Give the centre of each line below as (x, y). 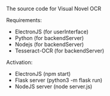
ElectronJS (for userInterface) (51, 32)
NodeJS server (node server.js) (54, 86)
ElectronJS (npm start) (43, 74)
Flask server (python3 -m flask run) (59, 80)
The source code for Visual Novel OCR (54, 9)
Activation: (19, 62)
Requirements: (24, 20)
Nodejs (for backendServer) (49, 44)
